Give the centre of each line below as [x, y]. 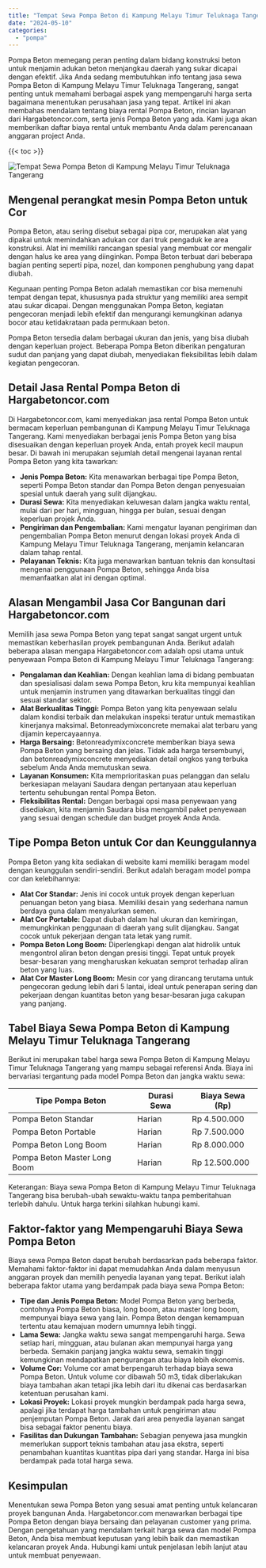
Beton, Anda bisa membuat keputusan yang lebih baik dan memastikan [124, 1538]
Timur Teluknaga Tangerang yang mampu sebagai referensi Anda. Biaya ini [131, 1068]
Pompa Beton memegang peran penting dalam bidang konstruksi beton [125, 60]
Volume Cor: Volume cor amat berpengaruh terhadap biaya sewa [126, 1368]
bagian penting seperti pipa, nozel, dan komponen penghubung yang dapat [131, 265]
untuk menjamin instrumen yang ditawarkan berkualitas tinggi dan [127, 691]
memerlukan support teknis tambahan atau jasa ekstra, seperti [122, 1444]
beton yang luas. [47, 969]
